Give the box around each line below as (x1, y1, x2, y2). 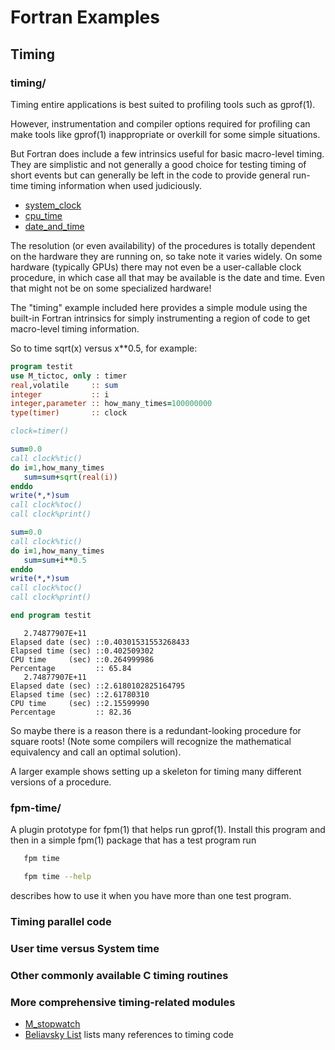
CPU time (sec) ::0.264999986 (10, 654, 155, 665)
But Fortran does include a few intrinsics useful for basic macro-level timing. (10, 147, 325, 160)
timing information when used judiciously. (30, 179, 203, 191)
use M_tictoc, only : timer (10, 371, 128, 381)
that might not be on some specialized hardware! (10, 282, 212, 294)
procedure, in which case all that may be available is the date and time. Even (10, 271, 325, 283)
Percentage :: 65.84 (10, 663, 132, 673)
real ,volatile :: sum (10, 380, 118, 390)
